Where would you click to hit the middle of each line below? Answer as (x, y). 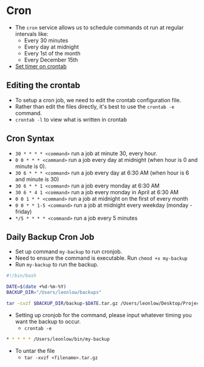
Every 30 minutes (46, 40)
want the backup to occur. (48, 321)
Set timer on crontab (41, 66)
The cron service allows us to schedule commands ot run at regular (99, 27)
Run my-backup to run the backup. (57, 265)
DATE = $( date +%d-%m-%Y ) (36, 287)
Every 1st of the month (52, 53)
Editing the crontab (43, 86)
